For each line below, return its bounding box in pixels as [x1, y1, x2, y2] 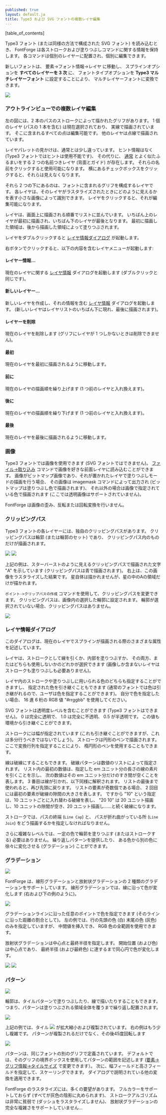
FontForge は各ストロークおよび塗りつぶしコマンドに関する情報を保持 [14, 47, 159, 53]
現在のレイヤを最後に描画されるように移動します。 [5, 434, 109, 440]
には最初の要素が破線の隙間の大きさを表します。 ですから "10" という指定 [5, 791, 156, 797]
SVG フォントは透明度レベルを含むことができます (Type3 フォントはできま [5, 707, 158, 713]
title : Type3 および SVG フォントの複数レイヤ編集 [5, 16, 101, 21]
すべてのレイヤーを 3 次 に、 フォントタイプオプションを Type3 [19, 70, 150, 76]
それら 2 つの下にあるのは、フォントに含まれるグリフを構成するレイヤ [5, 182, 149, 188]
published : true [5, 7, 39, 12]
